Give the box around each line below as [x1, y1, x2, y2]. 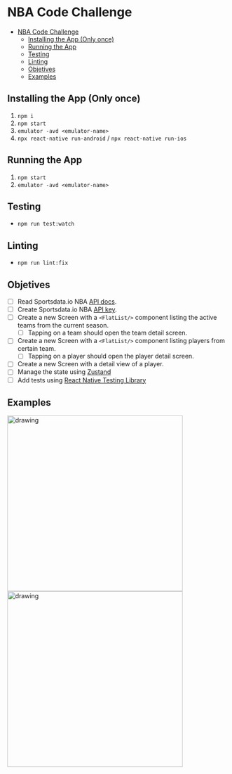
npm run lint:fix [17, 259, 69, 267]
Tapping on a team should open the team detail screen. [27, 328, 188, 337]
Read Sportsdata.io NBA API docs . [17, 297, 117, 306]
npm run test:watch [17, 221, 75, 228]
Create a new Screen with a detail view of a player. [17, 360, 164, 368]
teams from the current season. [17, 321, 109, 330]
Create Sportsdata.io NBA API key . [17, 305, 117, 314]
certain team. [17, 344, 56, 353]
